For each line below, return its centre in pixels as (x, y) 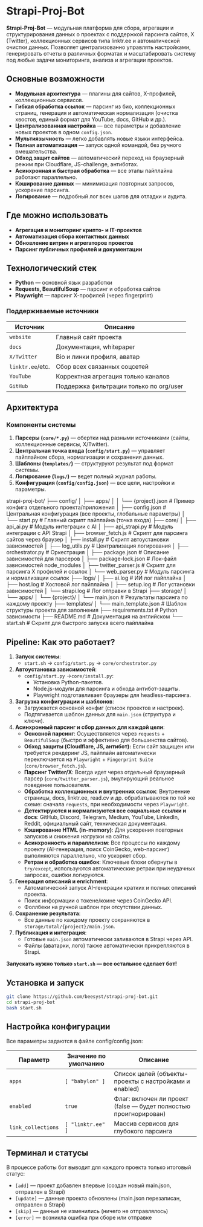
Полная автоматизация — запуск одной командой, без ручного (98, 145)
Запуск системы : (38, 656)
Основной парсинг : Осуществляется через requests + (94, 734)
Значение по (86, 1056)
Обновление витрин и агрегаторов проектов (74, 242)
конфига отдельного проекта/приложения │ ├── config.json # (86, 507)
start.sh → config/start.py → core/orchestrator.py (90, 663)
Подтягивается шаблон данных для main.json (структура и (100, 714)
